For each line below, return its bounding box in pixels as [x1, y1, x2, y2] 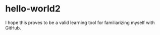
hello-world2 [5, 3, 61, 14]
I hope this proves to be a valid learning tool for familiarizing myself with [5, 19, 155, 25]
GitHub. [5, 24, 21, 30]
